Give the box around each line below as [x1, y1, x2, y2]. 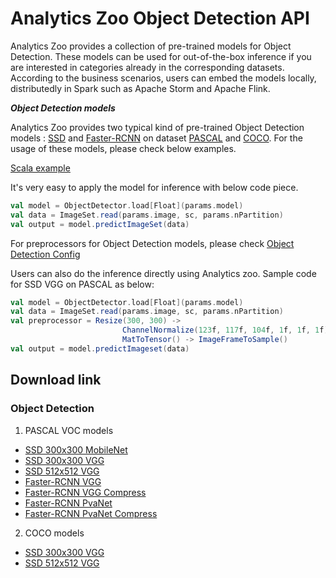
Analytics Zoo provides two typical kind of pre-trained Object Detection [10, 121, 305, 133]
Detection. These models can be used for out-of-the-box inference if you [10, 50, 312, 62]
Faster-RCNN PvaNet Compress [24, 507, 158, 519]
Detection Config [10, 248, 81, 260]
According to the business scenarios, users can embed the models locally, [10, 72, 317, 84]
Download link [10, 372, 102, 389]
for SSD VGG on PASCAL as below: [10, 278, 155, 290]
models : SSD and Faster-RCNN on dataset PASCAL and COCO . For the [10, 132, 303, 144]
